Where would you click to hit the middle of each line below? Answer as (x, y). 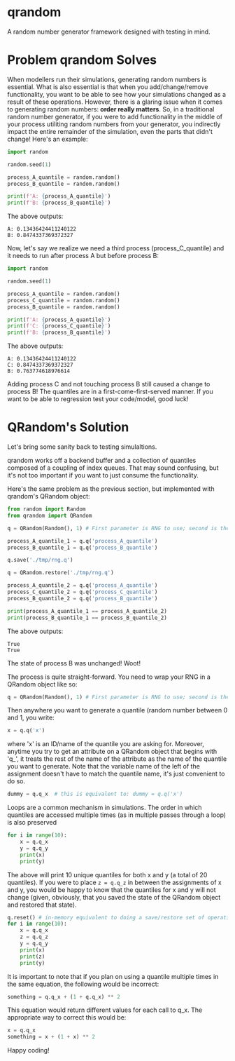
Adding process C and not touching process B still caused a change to (109, 384)
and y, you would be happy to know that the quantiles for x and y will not (112, 890)
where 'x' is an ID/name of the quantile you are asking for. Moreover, (106, 744)
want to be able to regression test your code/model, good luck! (98, 399)
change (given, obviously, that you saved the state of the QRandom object (114, 897)
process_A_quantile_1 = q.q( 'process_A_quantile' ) (83, 541)
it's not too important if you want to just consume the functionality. (103, 475)
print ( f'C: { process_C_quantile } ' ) (59, 326)
